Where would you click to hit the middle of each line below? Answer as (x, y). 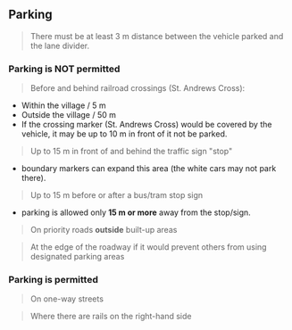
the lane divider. (60, 45)
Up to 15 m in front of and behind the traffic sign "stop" (131, 152)
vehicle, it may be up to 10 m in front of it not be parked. (124, 134)
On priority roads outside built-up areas (104, 230)
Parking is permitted (54, 280)
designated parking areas (77, 257)
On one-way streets (67, 299)
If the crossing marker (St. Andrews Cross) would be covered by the (146, 125)
